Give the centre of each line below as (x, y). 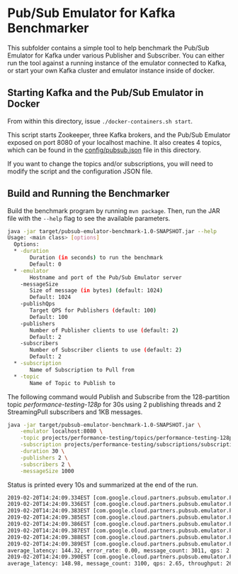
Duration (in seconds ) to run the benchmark (96, 258)
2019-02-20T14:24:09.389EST (49, 544)
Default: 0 (45, 264)
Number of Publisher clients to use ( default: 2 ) (104, 330)
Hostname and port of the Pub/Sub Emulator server (106, 277)
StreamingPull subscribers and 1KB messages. (75, 412)
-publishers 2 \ (44, 457)
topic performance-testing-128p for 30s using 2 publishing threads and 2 (114, 404)
